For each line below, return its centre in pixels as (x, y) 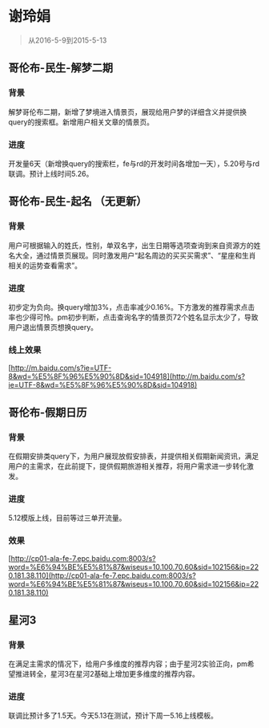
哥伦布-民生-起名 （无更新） (78, 201)
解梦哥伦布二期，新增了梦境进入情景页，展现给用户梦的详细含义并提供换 (127, 112)
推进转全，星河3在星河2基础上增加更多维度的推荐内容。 (107, 674)
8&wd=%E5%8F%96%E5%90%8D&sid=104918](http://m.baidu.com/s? (127, 376)
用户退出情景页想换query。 (53, 327)
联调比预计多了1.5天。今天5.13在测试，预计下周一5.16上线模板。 (113, 716)
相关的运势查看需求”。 (45, 265)
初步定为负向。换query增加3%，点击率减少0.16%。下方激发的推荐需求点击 (132, 307)
